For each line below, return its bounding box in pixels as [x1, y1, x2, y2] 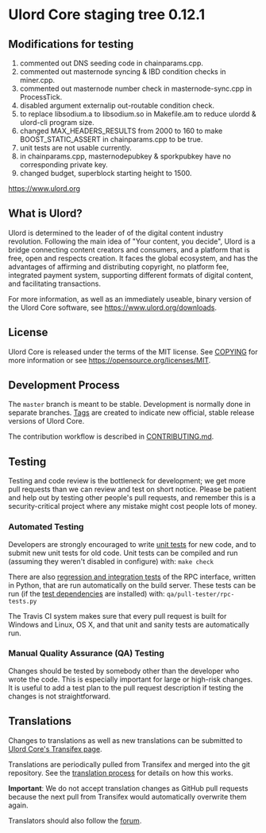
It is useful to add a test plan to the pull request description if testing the [8, 682, 244, 692]
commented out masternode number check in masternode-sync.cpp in [19, 84, 253, 93]
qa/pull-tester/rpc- [166, 590, 235, 598]
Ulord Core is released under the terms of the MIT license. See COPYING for [8, 346, 258, 356]
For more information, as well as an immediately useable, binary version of [8, 294, 252, 303]
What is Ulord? [8, 207, 83, 221]
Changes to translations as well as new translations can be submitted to [8, 735, 244, 745]
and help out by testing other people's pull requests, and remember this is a [8, 493, 256, 503]
